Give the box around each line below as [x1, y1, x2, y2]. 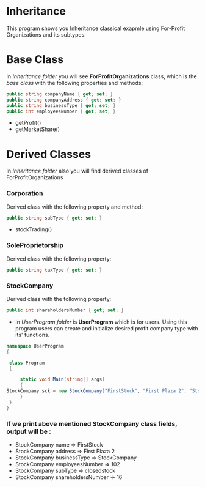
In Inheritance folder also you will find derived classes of [6, 167, 148, 175]
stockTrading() [15, 226, 52, 233]
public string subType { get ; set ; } [6, 215, 103, 221]
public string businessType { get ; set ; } [6, 102, 116, 108]
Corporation [6, 189, 43, 198]
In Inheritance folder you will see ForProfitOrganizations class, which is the [6, 72, 197, 80]
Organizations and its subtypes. [6, 31, 87, 38]
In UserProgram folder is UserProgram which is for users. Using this [15, 318, 188, 325]
